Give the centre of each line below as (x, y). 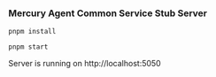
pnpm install (32, 32)
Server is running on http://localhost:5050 (85, 64)
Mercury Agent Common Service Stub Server (108, 13)
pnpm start (28, 47)
